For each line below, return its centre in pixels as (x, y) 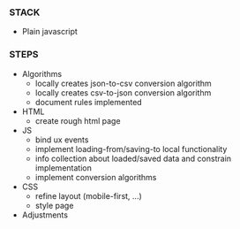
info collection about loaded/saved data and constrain (133, 158)
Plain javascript (49, 32)
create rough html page (78, 120)
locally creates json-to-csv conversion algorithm (123, 83)
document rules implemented (89, 102)
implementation (64, 168)
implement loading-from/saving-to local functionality (131, 149)
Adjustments (45, 215)
